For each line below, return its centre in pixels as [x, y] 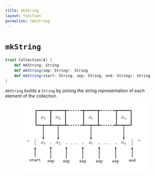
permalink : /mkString [28, 21]
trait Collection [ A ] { [29, 60]
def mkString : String [36, 65]
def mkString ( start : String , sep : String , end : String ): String [82, 76]
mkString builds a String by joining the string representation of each [75, 90]
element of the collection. [31, 96]
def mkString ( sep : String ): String [51, 71]
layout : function [23, 16]
